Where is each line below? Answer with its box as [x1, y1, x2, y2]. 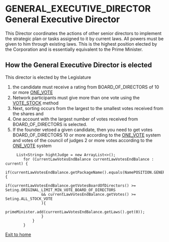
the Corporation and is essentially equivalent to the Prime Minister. [5, 46, 143, 52]
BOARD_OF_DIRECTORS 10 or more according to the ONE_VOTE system [12, 132, 161, 138]
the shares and [12, 110, 44, 116]
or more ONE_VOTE [12, 89, 53, 95]
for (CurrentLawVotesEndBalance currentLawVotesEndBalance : [23, 157, 154, 162]
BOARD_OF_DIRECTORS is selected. [12, 121, 88, 127]
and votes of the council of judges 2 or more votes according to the [12, 137, 152, 143]
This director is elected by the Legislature [5, 74, 92, 80]
